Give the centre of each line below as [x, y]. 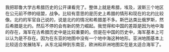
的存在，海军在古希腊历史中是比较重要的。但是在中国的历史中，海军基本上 [82, 32]
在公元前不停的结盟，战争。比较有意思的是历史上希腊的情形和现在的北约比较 [84, 13]
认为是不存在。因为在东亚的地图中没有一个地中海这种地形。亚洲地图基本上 [87, 38]
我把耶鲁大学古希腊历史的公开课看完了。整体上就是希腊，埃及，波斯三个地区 [84, 7]
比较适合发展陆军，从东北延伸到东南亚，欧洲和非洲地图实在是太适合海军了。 [84, 44]
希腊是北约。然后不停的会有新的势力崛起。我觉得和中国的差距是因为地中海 [87, 26]
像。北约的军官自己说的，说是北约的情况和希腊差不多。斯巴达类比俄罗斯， [82, 20]
